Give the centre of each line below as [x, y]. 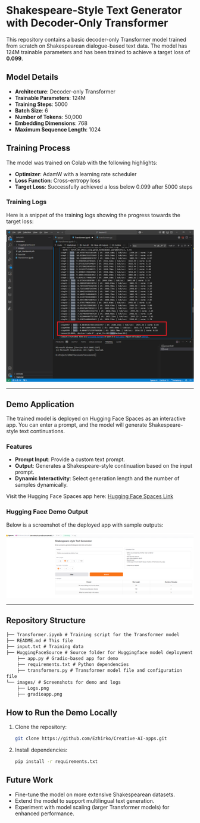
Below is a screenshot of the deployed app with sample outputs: [85, 525]
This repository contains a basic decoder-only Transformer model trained [96, 39]
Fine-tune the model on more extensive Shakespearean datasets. [95, 794]
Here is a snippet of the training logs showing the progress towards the [93, 215]
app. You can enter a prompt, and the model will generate [77, 425]
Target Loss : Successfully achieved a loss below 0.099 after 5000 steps [104, 187]
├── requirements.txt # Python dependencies [73, 665]
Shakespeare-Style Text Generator [94, 10]
